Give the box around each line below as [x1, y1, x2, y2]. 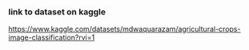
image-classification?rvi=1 [8, 33, 95, 42]
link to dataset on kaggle [8, 6, 106, 17]
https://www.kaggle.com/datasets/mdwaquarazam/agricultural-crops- [8, 25, 241, 34]
